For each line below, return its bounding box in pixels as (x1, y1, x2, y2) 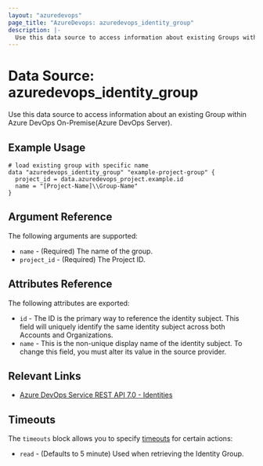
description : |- (8, 26, 61, 34)
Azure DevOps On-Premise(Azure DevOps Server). (8, 118, 173, 128)
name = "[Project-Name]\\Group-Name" (15, 182, 139, 190)
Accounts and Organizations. (19, 330, 113, 340)
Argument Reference (8, 210, 113, 224)
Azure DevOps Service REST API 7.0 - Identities (19, 390, 173, 400)
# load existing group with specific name (8, 162, 149, 169)
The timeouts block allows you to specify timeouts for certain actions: (8, 434, 233, 443)
